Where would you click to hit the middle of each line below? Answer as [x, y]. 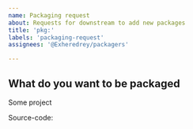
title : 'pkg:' [32, 30]
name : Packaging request [49, 15]
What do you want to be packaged [94, 83]
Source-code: [31, 117]
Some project [30, 102]
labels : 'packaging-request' [56, 37]
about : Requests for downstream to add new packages [97, 23]
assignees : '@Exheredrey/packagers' [68, 45]
